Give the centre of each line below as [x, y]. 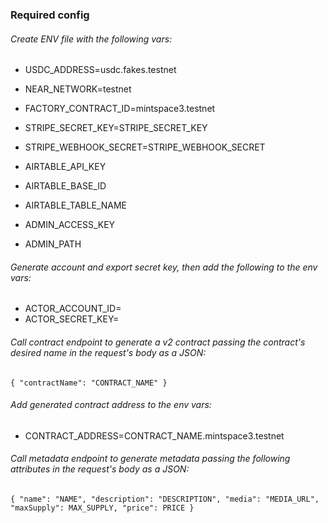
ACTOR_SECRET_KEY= [72, 319]
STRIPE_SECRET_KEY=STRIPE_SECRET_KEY [116, 128]
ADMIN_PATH [53, 244]
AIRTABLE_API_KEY [65, 167]
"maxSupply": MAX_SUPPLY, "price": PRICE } [102, 508]
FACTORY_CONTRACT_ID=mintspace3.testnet [120, 109]
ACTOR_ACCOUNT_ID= [73, 309]
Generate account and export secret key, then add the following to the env [164, 267]
